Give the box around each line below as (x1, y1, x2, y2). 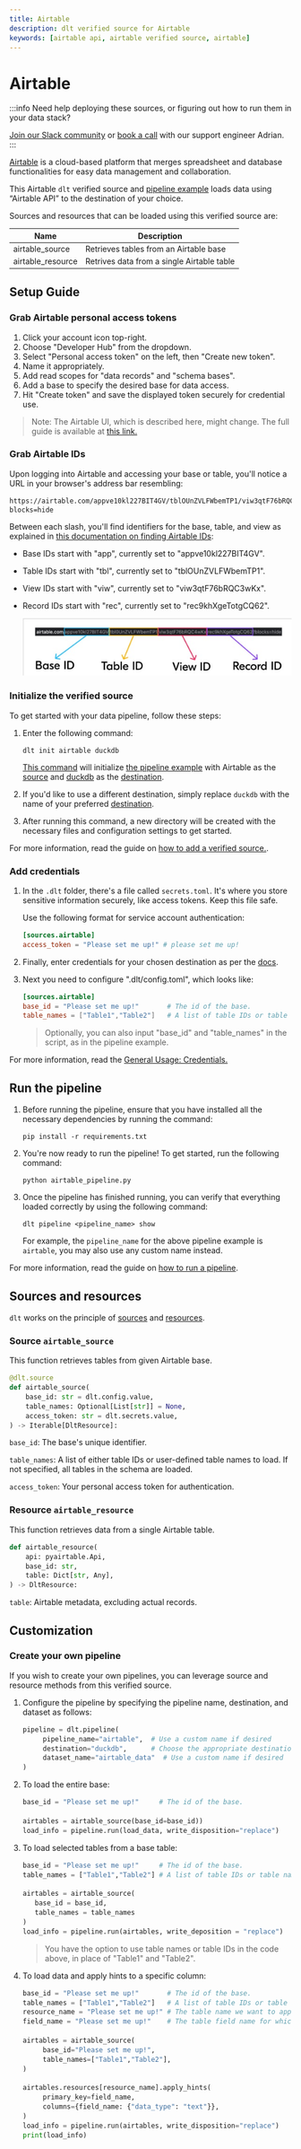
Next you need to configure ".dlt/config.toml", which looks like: (21, 974, 254, 985)
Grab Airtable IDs (9, 448, 86, 460)
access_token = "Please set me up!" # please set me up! (21, 940, 240, 949)
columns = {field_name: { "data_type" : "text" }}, (42, 2102, 219, 2111)
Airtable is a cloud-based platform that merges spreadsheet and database (9, 157, 283, 168)
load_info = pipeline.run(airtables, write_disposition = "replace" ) (21, 2121, 280, 2130)
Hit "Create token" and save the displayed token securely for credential (21, 389, 285, 399)
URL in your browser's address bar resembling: (9, 478, 184, 488)
